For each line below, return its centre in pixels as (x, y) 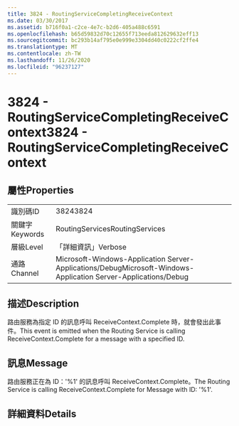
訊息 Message (38, 363)
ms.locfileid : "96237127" (46, 67)
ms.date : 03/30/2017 (38, 21)
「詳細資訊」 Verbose (91, 247)
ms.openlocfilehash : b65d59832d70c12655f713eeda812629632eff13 (103, 34)
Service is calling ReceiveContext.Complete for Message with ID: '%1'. (110, 390)
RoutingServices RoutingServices (111, 228)
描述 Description (43, 304)
